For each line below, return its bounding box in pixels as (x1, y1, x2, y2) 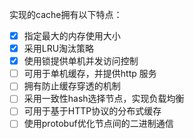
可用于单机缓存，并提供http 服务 (23, 68, 157, 80)
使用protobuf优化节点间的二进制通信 (23, 118, 174, 130)
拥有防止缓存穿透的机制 (23, 80, 121, 92)
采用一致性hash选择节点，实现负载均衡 (23, 93, 185, 105)
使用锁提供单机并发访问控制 (23, 55, 139, 67)
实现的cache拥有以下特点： (9, 9, 123, 20)
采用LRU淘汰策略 (23, 43, 95, 55)
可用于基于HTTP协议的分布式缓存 (23, 105, 162, 117)
